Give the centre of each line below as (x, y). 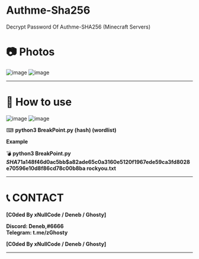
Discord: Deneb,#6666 (35, 226)
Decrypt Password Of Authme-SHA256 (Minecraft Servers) (78, 27)
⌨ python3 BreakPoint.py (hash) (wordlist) (61, 130)
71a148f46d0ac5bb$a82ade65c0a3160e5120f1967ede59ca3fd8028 (104, 162)
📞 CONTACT (35, 198)
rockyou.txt (102, 168)
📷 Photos (31, 52)
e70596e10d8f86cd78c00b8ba (46, 168)
